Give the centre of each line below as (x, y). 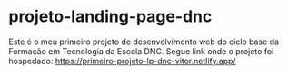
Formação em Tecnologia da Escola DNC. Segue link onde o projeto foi (141, 51)
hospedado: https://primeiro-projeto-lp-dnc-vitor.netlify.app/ (123, 61)
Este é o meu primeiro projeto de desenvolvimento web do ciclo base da (144, 42)
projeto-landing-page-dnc (110, 17)
